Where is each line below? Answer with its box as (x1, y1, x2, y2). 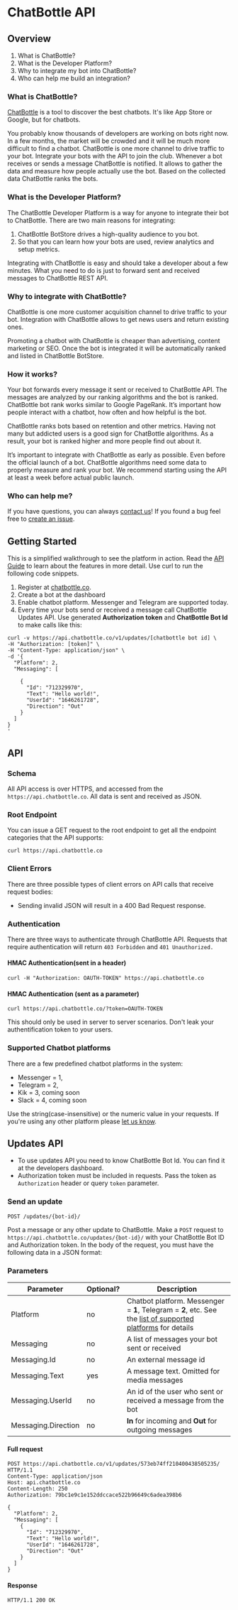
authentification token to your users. (7, 1025, 113, 1034)
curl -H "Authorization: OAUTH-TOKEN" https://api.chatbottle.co (7, 975, 204, 982)
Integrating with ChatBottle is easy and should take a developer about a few (7, 259, 229, 267)
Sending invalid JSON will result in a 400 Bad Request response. (17, 901, 206, 909)
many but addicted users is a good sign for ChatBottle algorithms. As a (7, 429, 214, 438)
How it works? (7, 369, 58, 379)
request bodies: (7, 887, 53, 896)
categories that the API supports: (7, 833, 104, 842)
